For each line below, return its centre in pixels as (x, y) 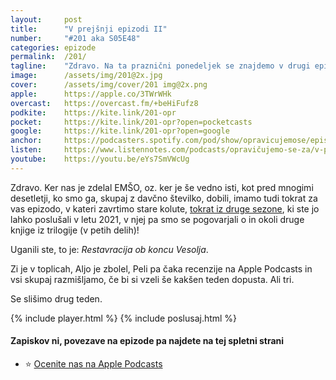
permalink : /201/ (48, 57)
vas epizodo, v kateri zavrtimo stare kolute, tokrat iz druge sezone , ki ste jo (165, 208)
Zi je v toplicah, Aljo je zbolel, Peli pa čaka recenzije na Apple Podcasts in (161, 268)
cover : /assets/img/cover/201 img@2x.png (109, 85)
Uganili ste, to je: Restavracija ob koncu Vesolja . (109, 249)
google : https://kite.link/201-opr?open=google (120, 131)
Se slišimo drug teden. (56, 298)
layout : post (46, 19)
